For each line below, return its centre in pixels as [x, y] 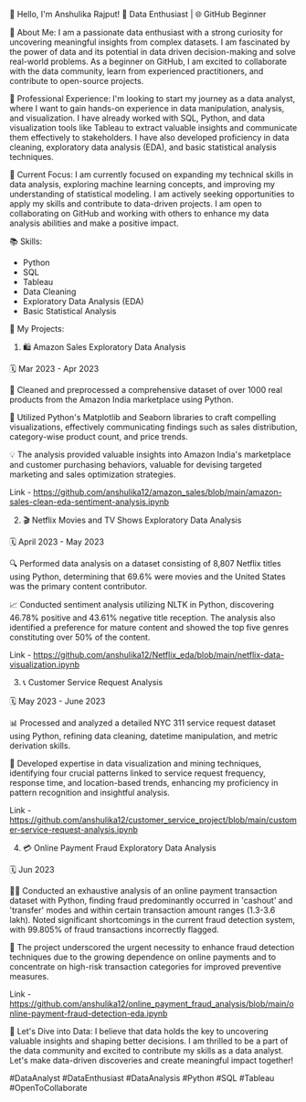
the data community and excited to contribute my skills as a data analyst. [147, 1050]
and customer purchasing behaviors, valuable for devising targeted [136, 465]
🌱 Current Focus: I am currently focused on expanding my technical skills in [152, 175]
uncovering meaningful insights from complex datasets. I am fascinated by [150, 42]
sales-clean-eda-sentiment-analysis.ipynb [90, 502]
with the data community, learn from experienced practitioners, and [137, 71]
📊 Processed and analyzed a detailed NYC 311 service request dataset [142, 723]
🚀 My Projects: [37, 328]
